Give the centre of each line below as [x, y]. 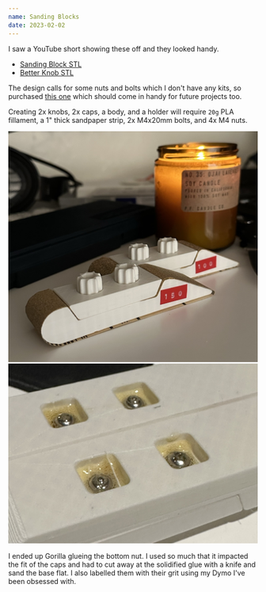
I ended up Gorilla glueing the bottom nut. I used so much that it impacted [128, 556]
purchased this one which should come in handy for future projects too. [125, 96]
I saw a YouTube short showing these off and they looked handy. [114, 48]
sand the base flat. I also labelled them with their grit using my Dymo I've [127, 573]
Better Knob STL [46, 72]
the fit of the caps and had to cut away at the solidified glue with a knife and [132, 565]
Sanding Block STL [51, 64]
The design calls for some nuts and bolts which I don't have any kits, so [125, 88]
